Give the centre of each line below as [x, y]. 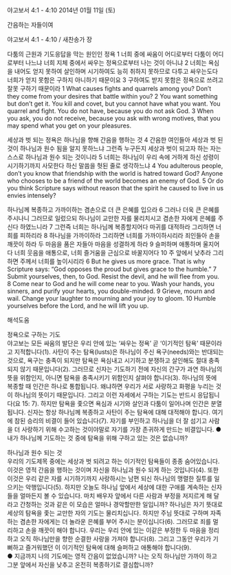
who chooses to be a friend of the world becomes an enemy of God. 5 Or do [115, 181]
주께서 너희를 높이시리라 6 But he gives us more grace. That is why [112, 261]
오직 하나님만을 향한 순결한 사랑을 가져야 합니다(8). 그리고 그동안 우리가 [115, 539]
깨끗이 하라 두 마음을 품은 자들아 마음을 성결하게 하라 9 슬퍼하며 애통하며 [104, 244]
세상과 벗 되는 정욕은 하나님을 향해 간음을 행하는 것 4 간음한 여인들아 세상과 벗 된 [115, 140]
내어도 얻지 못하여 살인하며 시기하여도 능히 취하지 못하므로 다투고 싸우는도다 [116, 71]
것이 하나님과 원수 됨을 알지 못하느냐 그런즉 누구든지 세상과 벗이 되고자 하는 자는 [114, 148]
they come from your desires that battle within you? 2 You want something [112, 96]
